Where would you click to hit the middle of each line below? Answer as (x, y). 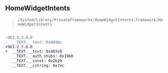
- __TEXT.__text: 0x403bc (34, 42)
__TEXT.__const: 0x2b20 (37, 61)
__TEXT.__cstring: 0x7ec (38, 66)
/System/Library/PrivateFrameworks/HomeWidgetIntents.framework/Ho (90, 20)
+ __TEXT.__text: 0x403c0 (34, 52)
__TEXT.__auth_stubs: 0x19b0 (43, 56)
